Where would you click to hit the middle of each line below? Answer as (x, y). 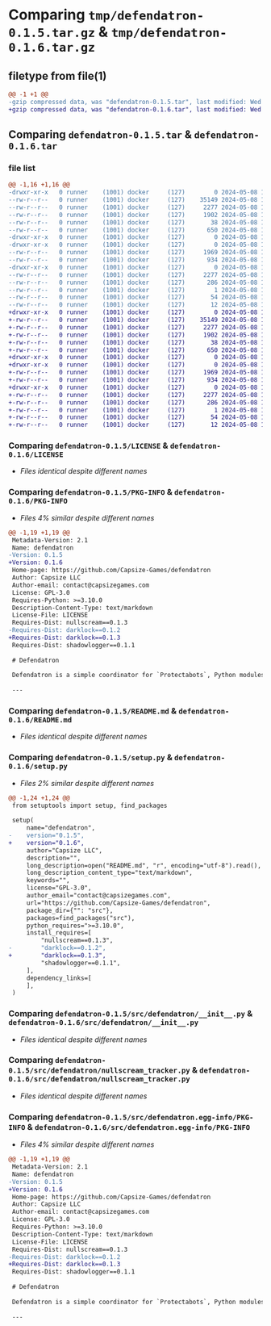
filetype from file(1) (58, 75)
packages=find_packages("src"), (81, 918)
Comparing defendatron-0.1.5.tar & (100, 135)
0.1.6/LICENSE (36, 455)
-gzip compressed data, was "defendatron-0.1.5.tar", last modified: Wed (135, 102)
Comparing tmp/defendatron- (106, 15)
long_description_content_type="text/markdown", (110, 873)
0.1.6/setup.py (38, 767)
